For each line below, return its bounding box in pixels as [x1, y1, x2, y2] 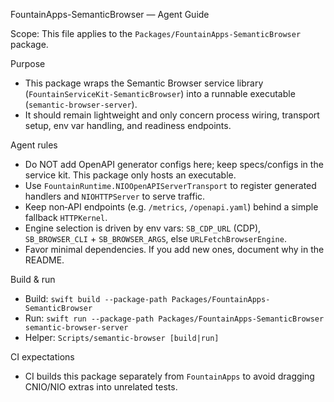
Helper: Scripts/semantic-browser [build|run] [24, 332, 220, 343]
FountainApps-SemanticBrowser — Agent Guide [10, 9, 210, 20]
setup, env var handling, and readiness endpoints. [24, 120, 232, 131]
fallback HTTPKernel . [24, 212, 108, 223]
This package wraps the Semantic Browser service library [24, 77, 264, 89]
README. [24, 254, 65, 266]
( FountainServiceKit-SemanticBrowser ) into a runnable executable [24, 88, 296, 99]
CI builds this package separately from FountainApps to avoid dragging [24, 370, 315, 382]
